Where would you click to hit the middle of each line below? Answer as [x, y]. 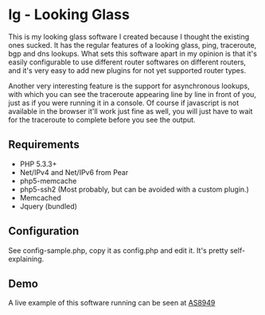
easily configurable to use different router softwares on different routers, [127, 62]
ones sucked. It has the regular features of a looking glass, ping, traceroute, [132, 45]
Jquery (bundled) [49, 206]
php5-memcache [48, 181]
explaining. [26, 259]
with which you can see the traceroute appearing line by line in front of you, [132, 94]
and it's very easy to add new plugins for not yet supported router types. [127, 70]
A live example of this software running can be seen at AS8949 [112, 303]
